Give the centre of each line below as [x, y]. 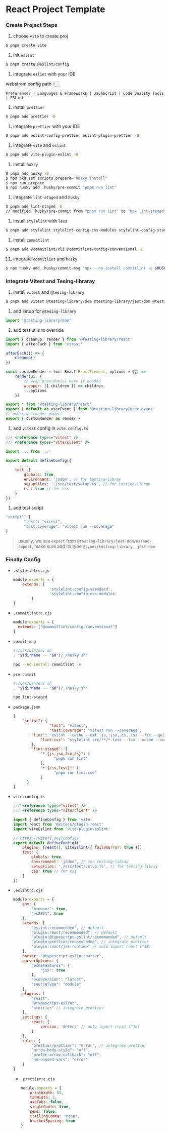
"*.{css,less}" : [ [60, 768]
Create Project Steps [32, 25]
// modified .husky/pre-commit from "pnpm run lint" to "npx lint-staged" [86, 211]
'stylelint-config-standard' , [81, 589]
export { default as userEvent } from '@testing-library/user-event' [80, 409]
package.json [27, 708]
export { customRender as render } [43, 419]
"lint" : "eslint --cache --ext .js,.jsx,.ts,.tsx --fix [91, 735]
